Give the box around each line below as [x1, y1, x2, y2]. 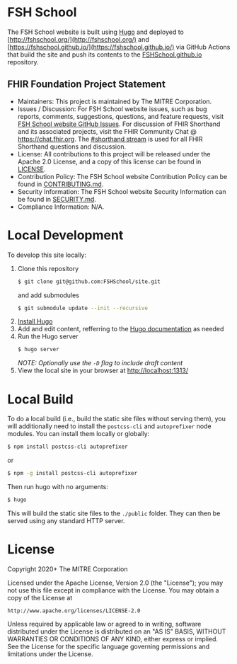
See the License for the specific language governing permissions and [7, 642, 210, 651]
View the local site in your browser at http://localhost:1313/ [17, 366, 189, 375]
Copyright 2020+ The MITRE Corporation [7, 564, 128, 573]
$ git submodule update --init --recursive [17, 304, 149, 311]
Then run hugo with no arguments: [7, 483, 108, 491]
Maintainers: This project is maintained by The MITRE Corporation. [17, 97, 212, 105]
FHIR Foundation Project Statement [7, 79, 166, 91]
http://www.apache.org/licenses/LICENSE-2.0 [7, 607, 141, 614]
